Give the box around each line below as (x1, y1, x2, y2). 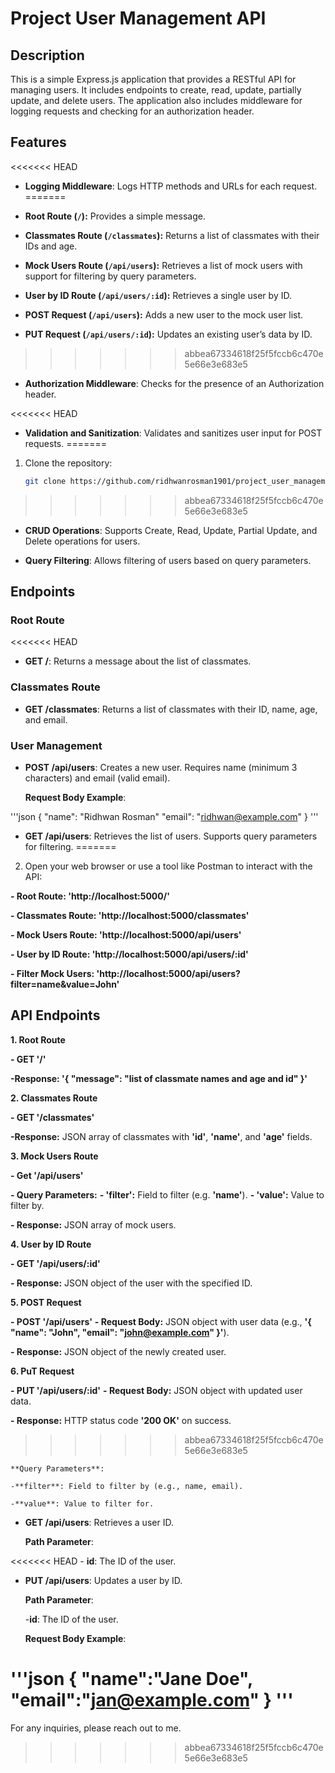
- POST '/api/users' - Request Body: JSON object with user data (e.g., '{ (10, 1315, 312, 1327)
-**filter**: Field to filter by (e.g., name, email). (10, 1481, 244, 1491)
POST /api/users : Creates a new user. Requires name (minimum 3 (24, 761, 298, 773)
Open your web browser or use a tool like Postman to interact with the (24, 860, 313, 872)
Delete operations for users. (24, 535, 141, 547)
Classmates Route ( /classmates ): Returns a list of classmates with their (24, 229, 320, 241)
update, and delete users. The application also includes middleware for (10, 95, 303, 106)
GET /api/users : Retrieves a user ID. (24, 1516, 174, 1528)
